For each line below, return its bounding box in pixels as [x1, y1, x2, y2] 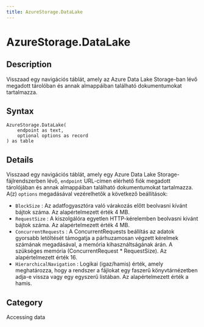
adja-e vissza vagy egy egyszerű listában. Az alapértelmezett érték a [15, 273, 189, 281]
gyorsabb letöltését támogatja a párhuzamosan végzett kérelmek [15, 234, 178, 242]
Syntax [6, 106, 34, 116]
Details [6, 155, 33, 165]
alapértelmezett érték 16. [15, 254, 77, 261]
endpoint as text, [17, 127, 64, 134]
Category [6, 297, 43, 308]
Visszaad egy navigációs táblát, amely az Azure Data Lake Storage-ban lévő [6, 76, 198, 83]
